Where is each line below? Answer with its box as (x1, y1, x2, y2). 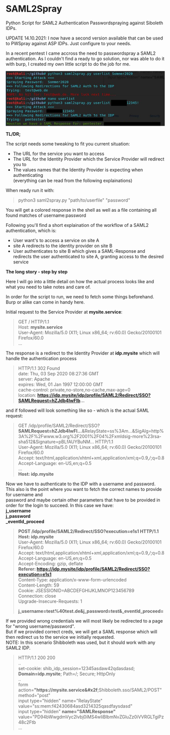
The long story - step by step (6, 268, 68, 275)
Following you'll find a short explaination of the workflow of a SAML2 (6, 222, 149, 228)
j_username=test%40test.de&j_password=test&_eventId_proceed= (18, 608, 164, 614)
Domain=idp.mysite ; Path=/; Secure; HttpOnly (18, 671, 116, 677)
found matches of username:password (6, 212, 86, 218)
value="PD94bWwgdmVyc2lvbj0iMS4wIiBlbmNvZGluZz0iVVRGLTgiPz (18, 714, 164, 720)
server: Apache (18, 376, 50, 382)
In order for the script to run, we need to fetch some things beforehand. (6, 293, 154, 299)
